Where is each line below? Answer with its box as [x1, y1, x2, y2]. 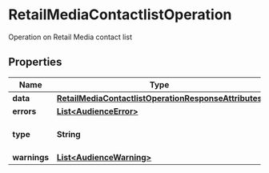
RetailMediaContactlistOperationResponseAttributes [56, 92, 263, 103]
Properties [8, 55, 62, 69]
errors [12, 106, 37, 117]
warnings [12, 151, 50, 163]
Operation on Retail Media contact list [8, 32, 132, 42]
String [56, 128, 82, 139]
